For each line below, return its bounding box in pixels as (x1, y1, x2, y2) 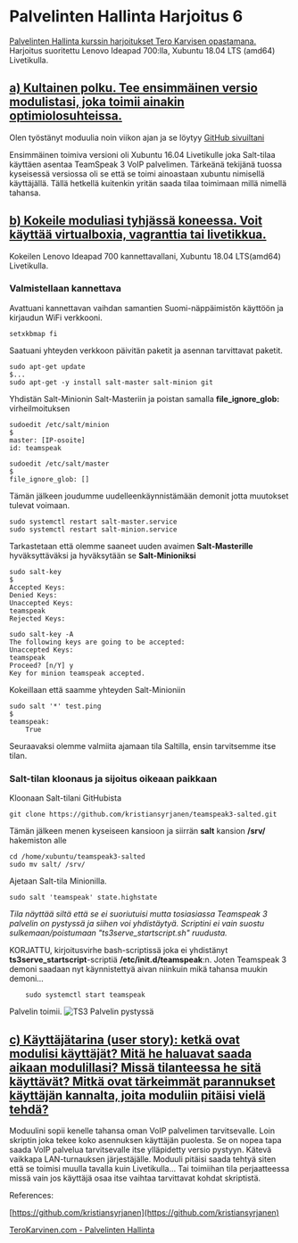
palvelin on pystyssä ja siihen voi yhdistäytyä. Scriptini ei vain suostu (9, 918, 265, 929)
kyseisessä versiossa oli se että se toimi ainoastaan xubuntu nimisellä (9, 168, 265, 179)
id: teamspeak (9, 443, 62, 452)
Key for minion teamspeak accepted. (9, 669, 145, 678)
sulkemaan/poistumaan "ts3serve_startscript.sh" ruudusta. (9, 927, 228, 938)
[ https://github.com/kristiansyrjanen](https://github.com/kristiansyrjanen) (9, 1206, 279, 1218)
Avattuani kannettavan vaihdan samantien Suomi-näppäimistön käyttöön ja (9, 302, 284, 313)
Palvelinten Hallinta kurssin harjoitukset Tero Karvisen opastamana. (9, 36, 257, 46)
